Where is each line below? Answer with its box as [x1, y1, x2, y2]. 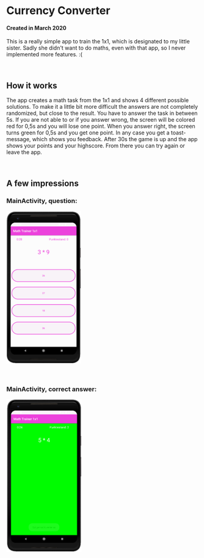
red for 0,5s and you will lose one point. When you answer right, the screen [6, 123, 195, 130]
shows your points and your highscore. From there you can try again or [6, 142, 185, 150]
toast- [170, 129, 186, 136]
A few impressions [6, 178, 79, 188]
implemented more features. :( [6, 51, 82, 58]
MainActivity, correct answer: [6, 384, 97, 393]
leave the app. [6, 149, 43, 156]
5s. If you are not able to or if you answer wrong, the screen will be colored [6, 116, 195, 123]
